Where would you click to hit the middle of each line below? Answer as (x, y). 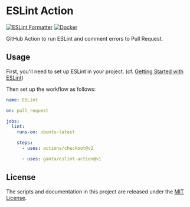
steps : (25, 143)
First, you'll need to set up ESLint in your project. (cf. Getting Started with (95, 71)
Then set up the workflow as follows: (51, 89)
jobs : (13, 121)
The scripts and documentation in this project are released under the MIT (95, 191)
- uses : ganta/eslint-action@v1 (61, 159)
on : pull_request (27, 110)
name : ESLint (22, 100)
